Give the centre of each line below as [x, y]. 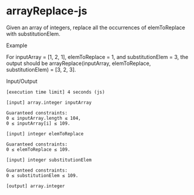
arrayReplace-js [47, 11]
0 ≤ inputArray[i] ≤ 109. [38, 123]
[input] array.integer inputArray [49, 103]
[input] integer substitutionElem [49, 160]
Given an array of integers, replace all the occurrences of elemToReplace [96, 27]
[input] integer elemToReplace [45, 134]
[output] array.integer [36, 186]
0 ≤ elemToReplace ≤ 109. [38, 149]
